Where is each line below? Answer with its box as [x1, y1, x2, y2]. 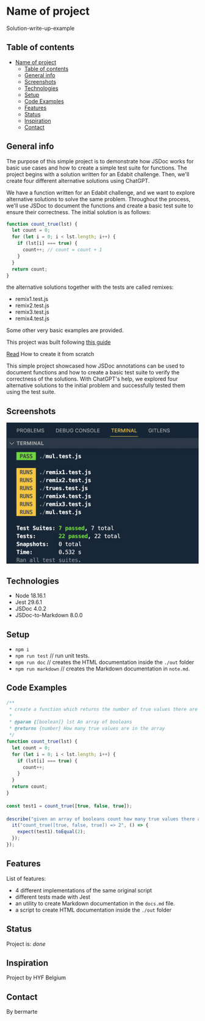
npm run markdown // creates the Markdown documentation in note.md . [15, 665, 190, 672]
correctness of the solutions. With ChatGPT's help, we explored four [6, 375, 178, 383]
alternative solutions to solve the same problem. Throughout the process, [6, 195, 191, 202]
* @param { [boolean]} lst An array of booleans [9, 719, 132, 726]
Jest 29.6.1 [15, 598, 43, 606]
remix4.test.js [15, 315, 50, 322]
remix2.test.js [15, 302, 50, 310]
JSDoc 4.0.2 [15, 605, 47, 612]
